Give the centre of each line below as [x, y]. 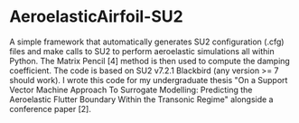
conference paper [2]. [51, 109]
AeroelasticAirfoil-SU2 [96, 17]
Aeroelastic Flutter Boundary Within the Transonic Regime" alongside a [141, 99]
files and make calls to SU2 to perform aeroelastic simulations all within [142, 51]
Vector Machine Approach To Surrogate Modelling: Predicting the [131, 90]
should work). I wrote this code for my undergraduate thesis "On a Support [149, 80]
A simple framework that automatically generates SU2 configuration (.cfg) [147, 42]
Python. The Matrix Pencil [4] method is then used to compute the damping [150, 61]
